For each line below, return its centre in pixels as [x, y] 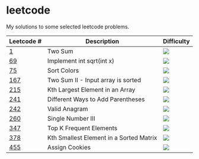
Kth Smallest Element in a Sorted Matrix [102, 138]
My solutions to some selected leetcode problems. [68, 27]
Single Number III [71, 118]
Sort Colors [63, 70]
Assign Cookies [69, 147]
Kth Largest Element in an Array [91, 89]
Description [102, 41]
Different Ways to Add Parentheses [96, 99]
